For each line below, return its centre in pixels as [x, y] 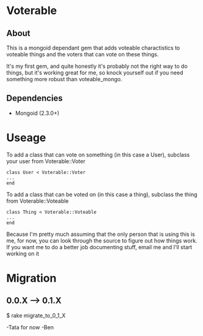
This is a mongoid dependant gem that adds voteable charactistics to [93, 48]
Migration [31, 278]
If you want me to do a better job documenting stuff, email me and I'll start [99, 247]
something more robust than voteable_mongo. [64, 79]
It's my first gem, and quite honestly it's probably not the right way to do [97, 66]
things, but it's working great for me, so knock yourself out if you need [95, 73]
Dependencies [34, 98]
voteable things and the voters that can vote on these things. [83, 54]
